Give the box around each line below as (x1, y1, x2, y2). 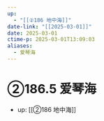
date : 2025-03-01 (7, 29, 58, 37)
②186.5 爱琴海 (7, 81, 96, 97)
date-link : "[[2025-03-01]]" (7, 23, 92, 30)
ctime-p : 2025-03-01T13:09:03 (7, 36, 96, 43)
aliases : (7, 42, 33, 49)
